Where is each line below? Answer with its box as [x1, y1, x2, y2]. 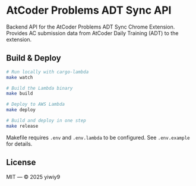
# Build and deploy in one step [6, 118, 86, 124]
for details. [6, 140, 33, 147]
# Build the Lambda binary [6, 85, 73, 91]
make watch [6, 74, 33, 80]
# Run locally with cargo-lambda [6, 69, 89, 75]
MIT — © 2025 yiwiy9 [6, 173, 61, 180]
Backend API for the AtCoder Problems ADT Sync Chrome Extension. [6, 23, 175, 30]
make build [6, 90, 33, 97]
